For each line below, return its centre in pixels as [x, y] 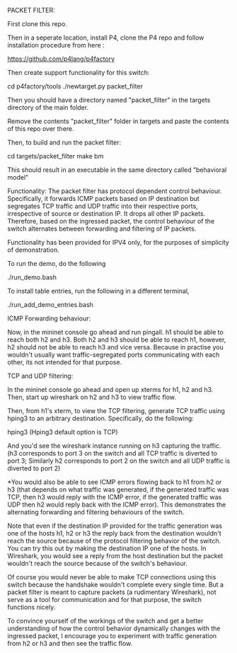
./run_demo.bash [32, 277]
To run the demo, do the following [57, 264]
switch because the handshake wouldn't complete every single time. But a [116, 584]
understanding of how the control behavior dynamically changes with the [114, 628]
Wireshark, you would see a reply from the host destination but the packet [115, 556]
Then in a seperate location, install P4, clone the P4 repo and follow [106, 37]
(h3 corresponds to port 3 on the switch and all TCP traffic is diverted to [112, 453]
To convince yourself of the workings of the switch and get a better [105, 621]
